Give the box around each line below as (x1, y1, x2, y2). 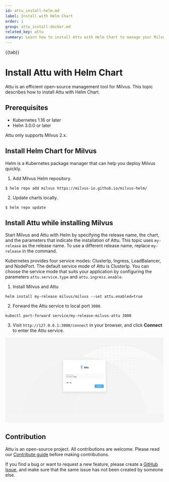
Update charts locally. (12, 194, 58, 200)
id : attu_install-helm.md (5, 8, 59, 13)
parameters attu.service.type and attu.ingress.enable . (5, 274, 123, 280)
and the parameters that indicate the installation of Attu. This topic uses (5, 237, 153, 243)
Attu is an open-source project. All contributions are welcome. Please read (5, 446, 160, 452)
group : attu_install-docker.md (5, 24, 71, 29)
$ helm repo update (5, 205, 46, 210)
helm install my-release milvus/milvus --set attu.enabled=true (5, 294, 143, 299)
